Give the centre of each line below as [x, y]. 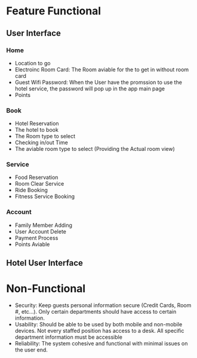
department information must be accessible [68, 337]
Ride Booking [31, 190]
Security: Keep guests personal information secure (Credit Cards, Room [103, 305]
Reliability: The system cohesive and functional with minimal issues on [101, 344]
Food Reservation [36, 177]
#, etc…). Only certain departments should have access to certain [96, 312]
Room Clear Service [39, 184]
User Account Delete [41, 231]
